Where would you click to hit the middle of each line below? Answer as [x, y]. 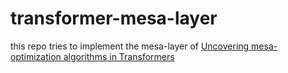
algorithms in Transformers [119, 56]
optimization [36, 56]
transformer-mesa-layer [114, 18]
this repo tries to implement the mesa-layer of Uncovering [130, 46]
